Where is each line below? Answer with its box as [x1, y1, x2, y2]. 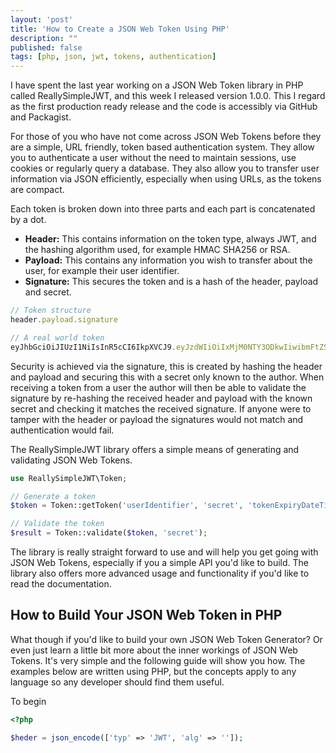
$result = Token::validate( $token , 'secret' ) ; [10, 528, 208, 538]
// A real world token [10, 332, 105, 343]
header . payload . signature [10, 315, 118, 325]
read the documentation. [10, 578, 112, 590]
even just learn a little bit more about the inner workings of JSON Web [10, 644, 298, 656]
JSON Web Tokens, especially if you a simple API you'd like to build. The [10, 557, 309, 568]
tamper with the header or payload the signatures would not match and [10, 413, 304, 425]
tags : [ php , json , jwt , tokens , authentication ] [10, 52, 217, 62]
